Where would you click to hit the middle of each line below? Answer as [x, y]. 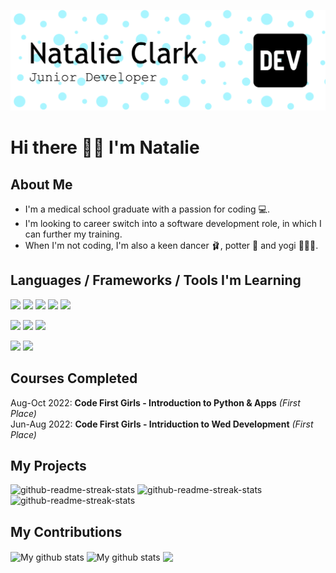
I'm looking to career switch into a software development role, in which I [173, 223]
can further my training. [73, 234]
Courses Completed [74, 378]
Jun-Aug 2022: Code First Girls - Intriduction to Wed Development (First [162, 424]
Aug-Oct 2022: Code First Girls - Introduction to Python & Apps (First [155, 402]
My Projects [48, 465]
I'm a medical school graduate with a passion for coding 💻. [147, 209]
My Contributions [66, 531]
